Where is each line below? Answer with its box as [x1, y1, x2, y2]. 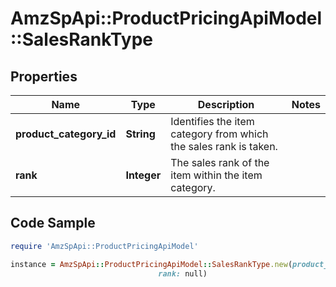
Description [197, 98, 255, 111]
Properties [10, 68, 78, 85]
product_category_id [15, 127, 117, 141]
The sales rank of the [170, 156, 270, 169]
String [125, 127, 156, 141]
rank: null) [158, 268, 208, 279]
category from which [170, 127, 269, 141]
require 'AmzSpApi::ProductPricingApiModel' [10, 241, 199, 251]
